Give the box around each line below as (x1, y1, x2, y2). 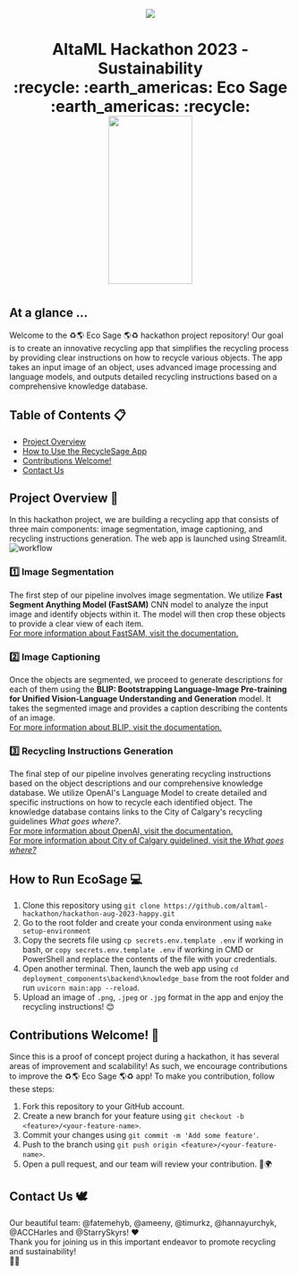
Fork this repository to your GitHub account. (21, 1100, 185, 1111)
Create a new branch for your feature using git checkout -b (21, 1110, 244, 1121)
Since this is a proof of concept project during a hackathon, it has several (9, 1051, 280, 1062)
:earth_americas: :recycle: (50, 97, 251, 116)
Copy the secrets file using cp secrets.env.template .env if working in (21, 935, 284, 945)
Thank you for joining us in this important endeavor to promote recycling (9, 1236, 276, 1247)
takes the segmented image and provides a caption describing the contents (9, 703, 288, 714)
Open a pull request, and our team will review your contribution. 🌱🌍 (21, 1159, 273, 1169)
